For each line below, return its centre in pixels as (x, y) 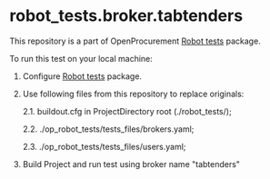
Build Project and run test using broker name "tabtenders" (131, 164)
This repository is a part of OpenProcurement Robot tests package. (135, 41)
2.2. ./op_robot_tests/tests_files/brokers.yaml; (108, 129)
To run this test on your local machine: (81, 58)
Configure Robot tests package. (82, 76)
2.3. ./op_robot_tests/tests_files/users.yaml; (104, 146)
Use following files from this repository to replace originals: (133, 94)
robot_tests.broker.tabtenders (126, 16)
